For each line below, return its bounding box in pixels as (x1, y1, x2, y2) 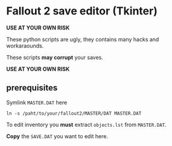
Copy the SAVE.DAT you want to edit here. (6, 132, 109, 139)
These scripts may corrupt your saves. (6, 53, 104, 61)
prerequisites (6, 83, 58, 93)
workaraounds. (6, 42, 44, 49)
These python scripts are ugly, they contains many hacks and (6, 35, 159, 43)
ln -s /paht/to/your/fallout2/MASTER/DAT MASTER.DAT (6, 110, 142, 117)
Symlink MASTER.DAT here (6, 99, 68, 106)
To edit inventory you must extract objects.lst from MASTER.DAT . (6, 121, 167, 128)
